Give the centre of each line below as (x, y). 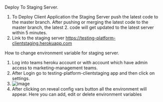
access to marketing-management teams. (55, 68)
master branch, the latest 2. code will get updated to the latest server (83, 27)
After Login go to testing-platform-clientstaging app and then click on (83, 73)
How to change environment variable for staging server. (62, 53)
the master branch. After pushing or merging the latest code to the (80, 22)
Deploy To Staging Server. (31, 7)
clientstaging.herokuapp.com (42, 43)
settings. (21, 78)
